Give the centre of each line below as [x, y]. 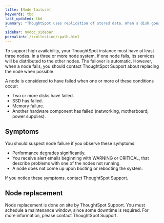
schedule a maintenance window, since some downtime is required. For [77, 210]
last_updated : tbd [24, 19]
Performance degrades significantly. [49, 153]
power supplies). [29, 116]
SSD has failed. [27, 101]
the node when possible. [30, 71]
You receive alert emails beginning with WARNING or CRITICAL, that [81, 158]
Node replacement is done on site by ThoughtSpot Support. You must [75, 205]
